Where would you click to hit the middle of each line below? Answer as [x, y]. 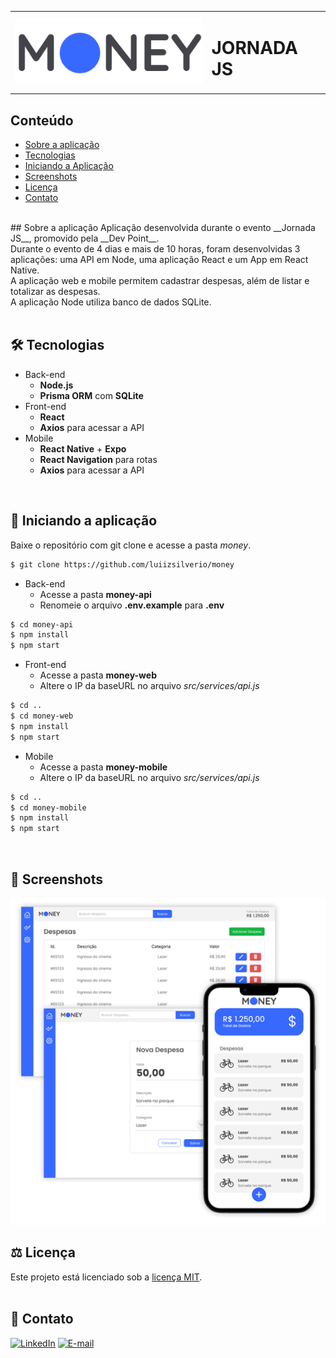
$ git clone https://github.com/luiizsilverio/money [122, 564]
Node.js [56, 385]
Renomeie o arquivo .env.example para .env [132, 605]
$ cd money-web [42, 716]
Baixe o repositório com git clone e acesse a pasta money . [131, 545]
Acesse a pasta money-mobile [103, 767]
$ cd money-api [42, 624]
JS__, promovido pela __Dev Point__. [85, 238]
